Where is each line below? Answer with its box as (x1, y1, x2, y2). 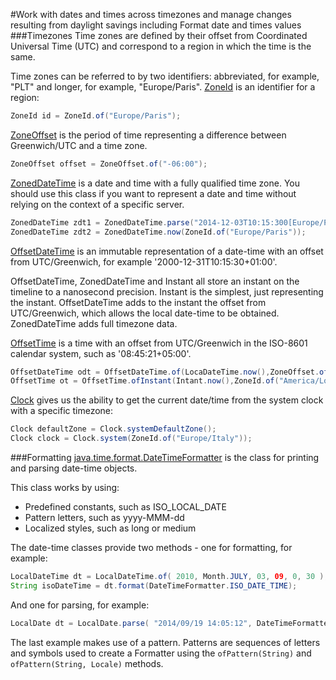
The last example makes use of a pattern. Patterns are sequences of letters (10, 636, 321, 648)
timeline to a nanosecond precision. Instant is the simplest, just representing (10, 285, 324, 298)
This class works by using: (10, 482, 120, 493)
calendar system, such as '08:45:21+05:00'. (10, 347, 192, 359)
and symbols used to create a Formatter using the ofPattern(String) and (10, 647, 312, 659)
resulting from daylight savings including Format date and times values (10, 19, 302, 31)
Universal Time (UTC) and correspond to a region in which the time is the (10, 40, 312, 52)
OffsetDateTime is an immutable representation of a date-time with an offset (10, 245, 324, 257)
